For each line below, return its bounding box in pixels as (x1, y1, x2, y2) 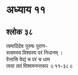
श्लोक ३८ (6, 27, 34, 37)
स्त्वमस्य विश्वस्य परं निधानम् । (6, 49, 63, 56)
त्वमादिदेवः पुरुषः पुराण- (6, 43, 48, 50)
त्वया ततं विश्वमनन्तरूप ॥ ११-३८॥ (6, 63, 73, 69)
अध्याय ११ (6, 3, 46, 17)
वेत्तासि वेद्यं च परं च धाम (6, 56, 50, 63)
